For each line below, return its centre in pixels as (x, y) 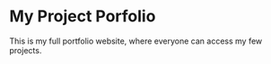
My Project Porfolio (83, 16)
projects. (26, 50)
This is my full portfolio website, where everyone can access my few (136, 41)
